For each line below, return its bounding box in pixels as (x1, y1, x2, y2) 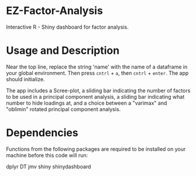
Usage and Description (6, 44, 120, 57)
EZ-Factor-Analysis (6, 4, 104, 18)
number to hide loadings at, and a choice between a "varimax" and (6, 99, 167, 106)
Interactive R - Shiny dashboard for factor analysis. (6, 23, 129, 30)
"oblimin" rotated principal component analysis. (6, 105, 121, 112)
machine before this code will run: (6, 151, 88, 158)
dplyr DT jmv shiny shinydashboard (6, 163, 91, 170)
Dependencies (6, 126, 78, 140)
